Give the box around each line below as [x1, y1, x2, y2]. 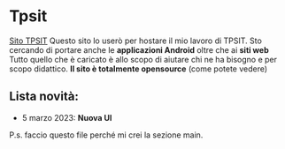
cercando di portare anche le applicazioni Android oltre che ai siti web [9, 44, 269, 55]
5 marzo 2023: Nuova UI [21, 112, 112, 123]
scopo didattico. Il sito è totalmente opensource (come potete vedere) [9, 63, 268, 74]
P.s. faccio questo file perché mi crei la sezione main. [9, 130, 204, 140]
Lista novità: [9, 89, 80, 104]
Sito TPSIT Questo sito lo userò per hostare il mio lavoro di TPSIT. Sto [9, 35, 263, 46]
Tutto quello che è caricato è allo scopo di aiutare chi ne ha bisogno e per [9, 54, 277, 64]
